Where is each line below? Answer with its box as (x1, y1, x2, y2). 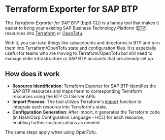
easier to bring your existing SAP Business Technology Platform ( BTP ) (5, 25, 147, 31)
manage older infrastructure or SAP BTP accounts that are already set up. (5, 55, 155, 61)
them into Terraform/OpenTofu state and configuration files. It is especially (5, 45, 157, 51)
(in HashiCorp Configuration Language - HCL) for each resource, (12, 114, 144, 120)
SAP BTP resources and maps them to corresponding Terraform (12, 88, 142, 94)
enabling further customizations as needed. (12, 119, 101, 125)
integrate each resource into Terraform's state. (12, 104, 107, 109)
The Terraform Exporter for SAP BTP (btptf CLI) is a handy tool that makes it (5, 20, 159, 26)
